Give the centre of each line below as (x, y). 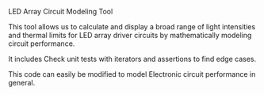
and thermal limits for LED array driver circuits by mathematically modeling (130, 35)
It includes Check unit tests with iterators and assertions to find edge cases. (132, 59)
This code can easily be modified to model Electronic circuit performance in (132, 74)
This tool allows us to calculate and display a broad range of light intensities (132, 27)
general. (22, 83)
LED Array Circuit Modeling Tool (61, 11)
